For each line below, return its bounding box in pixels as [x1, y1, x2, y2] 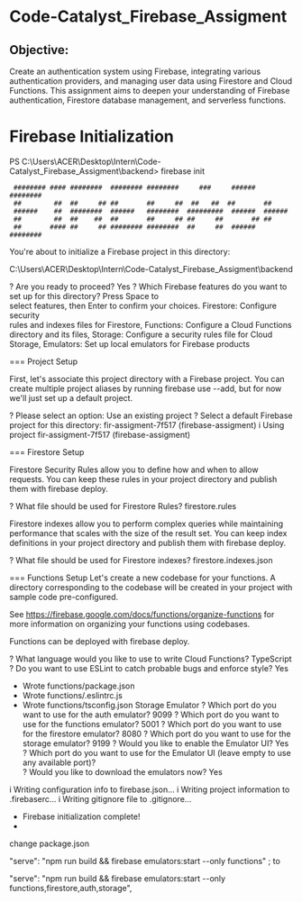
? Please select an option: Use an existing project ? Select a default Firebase [9, 410, 293, 421]
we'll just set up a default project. [9, 392, 133, 403]
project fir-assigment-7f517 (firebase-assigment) [9, 429, 191, 440]
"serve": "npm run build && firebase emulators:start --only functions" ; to [9, 855, 281, 866]
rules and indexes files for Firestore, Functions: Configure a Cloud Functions [9, 319, 292, 330]
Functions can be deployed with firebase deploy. [9, 635, 190, 646]
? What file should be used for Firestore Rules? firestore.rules [9, 500, 237, 511]
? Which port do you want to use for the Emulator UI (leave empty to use [22, 747, 291, 758]
